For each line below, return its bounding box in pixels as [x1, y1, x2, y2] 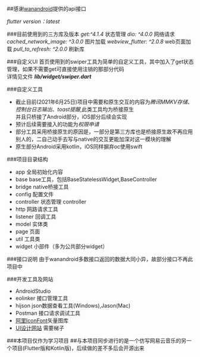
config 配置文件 [15, 191, 54, 198]
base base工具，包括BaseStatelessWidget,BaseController [15, 176, 157, 183]
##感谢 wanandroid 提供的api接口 [7, 5, 87, 12]
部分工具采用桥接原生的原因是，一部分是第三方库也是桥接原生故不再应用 [15, 128, 193, 135]
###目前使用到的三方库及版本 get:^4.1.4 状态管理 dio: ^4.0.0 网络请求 [7, 30, 175, 38]
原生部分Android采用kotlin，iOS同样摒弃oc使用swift [15, 143, 143, 150]
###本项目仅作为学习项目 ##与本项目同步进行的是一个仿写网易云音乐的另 [7, 337, 187, 344]
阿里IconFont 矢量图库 [15, 317, 69, 324]
